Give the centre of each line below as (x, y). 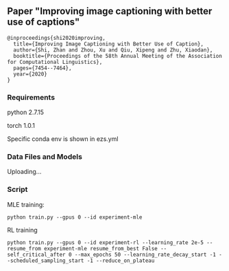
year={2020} (31, 74)
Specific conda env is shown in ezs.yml (63, 139)
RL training (22, 230)
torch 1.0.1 (21, 126)
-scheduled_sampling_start (46, 261)
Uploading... (24, 172)
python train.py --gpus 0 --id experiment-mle (75, 217)
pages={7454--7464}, (43, 68)
